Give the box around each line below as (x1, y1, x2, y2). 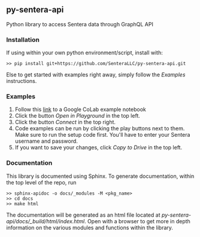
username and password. (14, 137, 78, 145)
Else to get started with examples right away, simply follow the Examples (6, 71, 186, 78)
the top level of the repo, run (6, 178, 77, 186)
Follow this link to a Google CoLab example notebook (14, 106, 147, 113)
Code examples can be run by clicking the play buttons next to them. (14, 125, 185, 132)
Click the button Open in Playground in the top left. (14, 112, 141, 119)
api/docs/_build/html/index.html (6, 217, 85, 224)
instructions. (6, 78, 37, 85)
